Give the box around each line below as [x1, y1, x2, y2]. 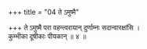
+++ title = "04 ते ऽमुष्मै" [8, 8, 79, 16]
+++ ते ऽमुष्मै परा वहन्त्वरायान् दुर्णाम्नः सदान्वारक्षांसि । [8, 23, 140, 32]
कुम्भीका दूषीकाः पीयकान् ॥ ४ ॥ [8, 32, 86, 40]
